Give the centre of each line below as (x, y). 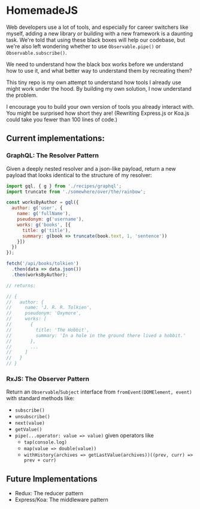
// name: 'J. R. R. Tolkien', (49, 308)
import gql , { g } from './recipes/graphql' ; (64, 186)
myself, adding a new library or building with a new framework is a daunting (100, 33)
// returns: (21, 285)
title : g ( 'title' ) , (46, 230)
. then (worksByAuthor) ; (40, 275)
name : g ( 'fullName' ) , (44, 214)
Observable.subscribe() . (37, 52)
